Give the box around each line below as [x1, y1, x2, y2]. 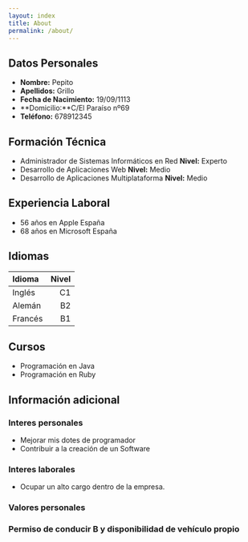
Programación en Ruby [19, 370, 96, 379]
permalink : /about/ [8, 26, 74, 34]
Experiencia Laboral [8, 196, 111, 210]
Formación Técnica [8, 135, 107, 148]
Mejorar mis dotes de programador [19, 435, 136, 445]
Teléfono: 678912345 [19, 111, 92, 121]
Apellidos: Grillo [19, 86, 75, 96]
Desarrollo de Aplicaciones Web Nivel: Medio [19, 165, 171, 174]
